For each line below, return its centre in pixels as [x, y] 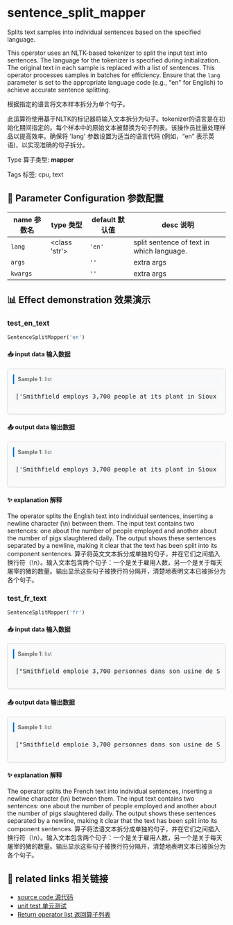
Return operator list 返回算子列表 [64, 914]
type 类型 [67, 225]
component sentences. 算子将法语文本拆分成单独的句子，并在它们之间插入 [114, 828]
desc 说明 [178, 225]
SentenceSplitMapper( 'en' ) [46, 337]
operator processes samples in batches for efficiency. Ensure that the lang [114, 75]
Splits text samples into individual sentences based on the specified [104, 32]
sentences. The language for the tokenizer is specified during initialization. [114, 60]
